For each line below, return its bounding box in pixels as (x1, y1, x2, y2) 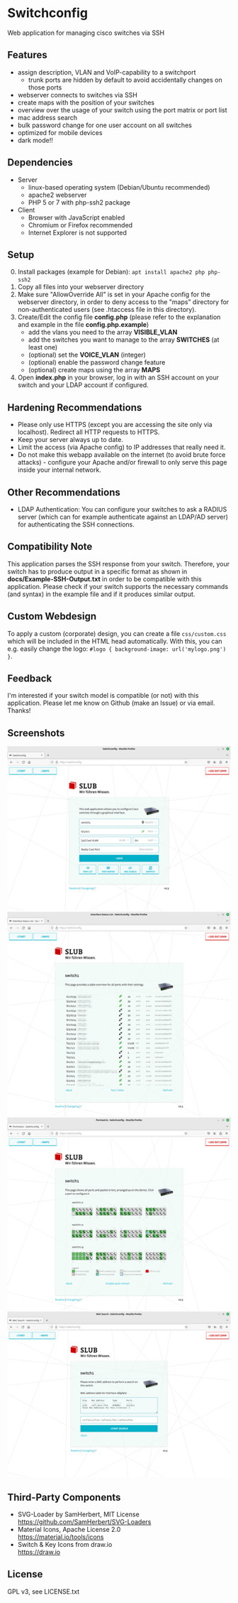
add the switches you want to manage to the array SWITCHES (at (28, 335, 220, 344)
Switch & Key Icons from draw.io (17, 1540, 113, 1549)
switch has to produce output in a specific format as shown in (7, 567, 188, 576)
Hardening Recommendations (7, 401, 142, 414)
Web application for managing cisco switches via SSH (7, 28, 165, 37)
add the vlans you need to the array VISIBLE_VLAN (28, 328, 178, 337)
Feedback (7, 673, 52, 685)
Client (17, 205, 35, 214)
